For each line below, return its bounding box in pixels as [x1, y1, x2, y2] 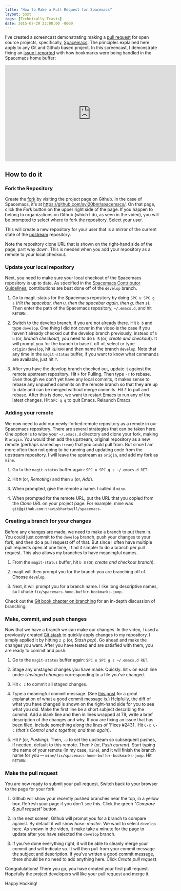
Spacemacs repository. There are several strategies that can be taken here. [5, 426, 157, 432]
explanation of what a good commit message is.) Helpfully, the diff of [12, 696, 151, 702]
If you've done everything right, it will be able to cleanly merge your [12, 840, 148, 846]
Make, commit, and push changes [5, 615, 87, 622]
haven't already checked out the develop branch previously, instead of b [12, 331, 158, 336]
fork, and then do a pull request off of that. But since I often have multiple [5, 539, 153, 545]
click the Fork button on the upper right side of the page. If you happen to [5, 206, 153, 212]
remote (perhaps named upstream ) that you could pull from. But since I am [5, 441, 154, 447]
